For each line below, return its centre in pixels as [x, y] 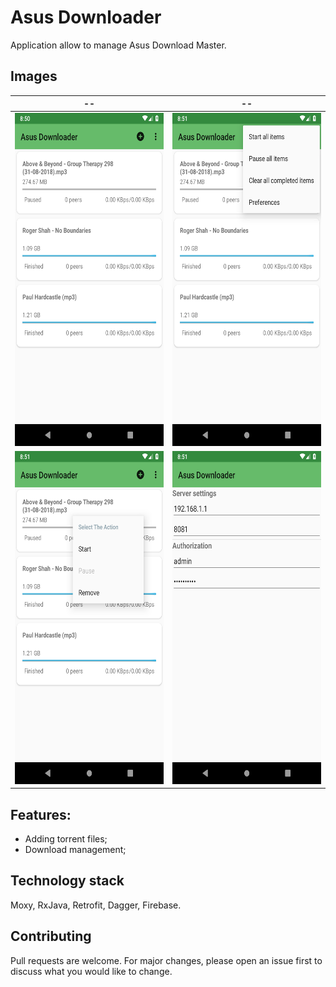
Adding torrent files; [66, 839]
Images [34, 76]
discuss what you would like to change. [91, 971]
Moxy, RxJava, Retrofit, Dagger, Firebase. [96, 905]
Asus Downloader [86, 17]
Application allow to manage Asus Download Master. [118, 45]
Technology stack [67, 881]
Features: [41, 814]
